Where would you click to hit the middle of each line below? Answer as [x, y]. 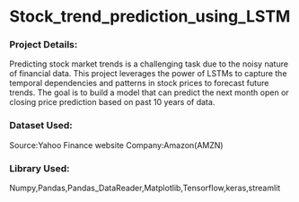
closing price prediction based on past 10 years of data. [112, 102]
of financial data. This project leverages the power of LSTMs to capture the [148, 74]
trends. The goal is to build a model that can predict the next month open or [149, 92]
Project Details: [44, 45]
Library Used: [40, 168]
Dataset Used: [41, 126]
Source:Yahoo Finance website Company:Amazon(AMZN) [116, 145]
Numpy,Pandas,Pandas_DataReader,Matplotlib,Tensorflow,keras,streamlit [145, 188]
